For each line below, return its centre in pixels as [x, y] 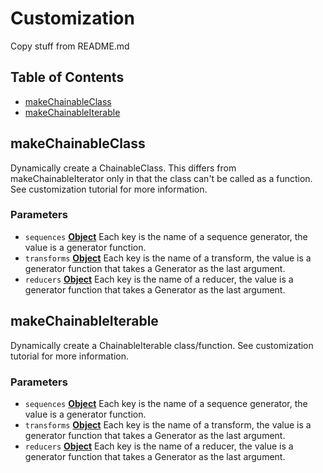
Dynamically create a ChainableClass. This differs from [123, 168]
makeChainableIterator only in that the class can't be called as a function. [161, 178]
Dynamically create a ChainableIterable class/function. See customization [162, 345]
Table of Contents [67, 77]
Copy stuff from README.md [70, 46]
